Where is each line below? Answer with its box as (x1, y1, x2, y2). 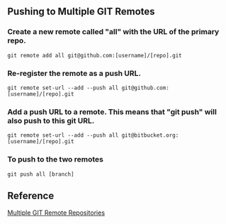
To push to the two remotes (7, 155, 104, 164)
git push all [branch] (7, 170, 74, 178)
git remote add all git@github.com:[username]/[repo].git (7, 52, 182, 59)
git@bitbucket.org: (121, 132, 179, 139)
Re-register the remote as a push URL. (7, 68, 142, 78)
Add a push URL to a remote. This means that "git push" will (7, 106, 217, 116)
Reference (7, 189, 55, 201)
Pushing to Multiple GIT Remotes (7, 6, 155, 18)
